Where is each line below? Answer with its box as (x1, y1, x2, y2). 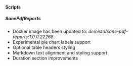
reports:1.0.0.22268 (12, 33, 54, 40)
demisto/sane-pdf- (88, 28, 128, 34)
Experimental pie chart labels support (12, 39, 91, 45)
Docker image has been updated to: (12, 28, 87, 34)
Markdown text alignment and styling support (12, 49, 108, 55)
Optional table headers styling (12, 44, 76, 50)
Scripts (5, 4, 21, 10)
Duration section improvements (12, 55, 78, 61)
